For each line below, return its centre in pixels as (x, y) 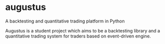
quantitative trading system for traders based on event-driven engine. (78, 36)
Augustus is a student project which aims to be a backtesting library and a (83, 30)
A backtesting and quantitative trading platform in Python (65, 21)
